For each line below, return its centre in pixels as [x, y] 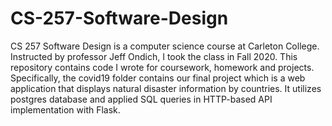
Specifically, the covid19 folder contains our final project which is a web [158, 78]
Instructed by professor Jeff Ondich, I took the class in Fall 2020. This [154, 56]
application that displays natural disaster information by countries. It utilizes [166, 88]
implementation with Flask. [65, 109]
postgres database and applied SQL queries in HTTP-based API [141, 99]
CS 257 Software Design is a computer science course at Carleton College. [165, 46]
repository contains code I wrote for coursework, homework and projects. [162, 67]
